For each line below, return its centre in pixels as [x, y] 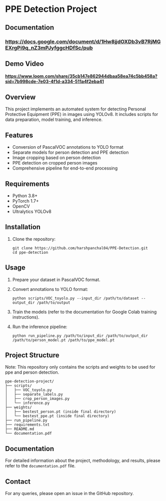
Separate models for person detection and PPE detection [70, 153]
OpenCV [21, 206]
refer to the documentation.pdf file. [40, 466]
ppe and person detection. [32, 372]
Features [19, 135]
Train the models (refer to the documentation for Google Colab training [84, 312]
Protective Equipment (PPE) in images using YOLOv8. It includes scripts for [82, 114]
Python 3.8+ [25, 195]
